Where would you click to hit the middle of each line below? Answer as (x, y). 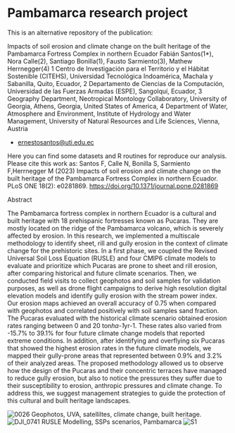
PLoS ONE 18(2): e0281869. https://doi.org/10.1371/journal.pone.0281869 (113, 185)
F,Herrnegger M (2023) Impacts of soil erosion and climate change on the (114, 171)
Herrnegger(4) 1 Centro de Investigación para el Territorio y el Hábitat (108, 68)
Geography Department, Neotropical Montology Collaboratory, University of (117, 98)
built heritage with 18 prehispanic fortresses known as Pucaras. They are (113, 221)
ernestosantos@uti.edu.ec (56, 142)
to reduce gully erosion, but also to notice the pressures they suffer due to (115, 378)
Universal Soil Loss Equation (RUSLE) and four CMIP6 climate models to (112, 258)
